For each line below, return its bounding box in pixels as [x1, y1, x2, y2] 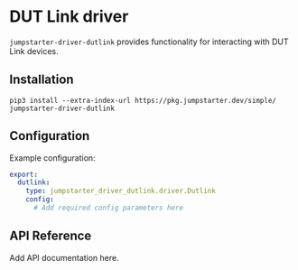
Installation [9, 72, 74, 88]
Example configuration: [9, 152, 97, 163]
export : [9, 170, 39, 179]
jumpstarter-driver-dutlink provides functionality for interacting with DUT [9, 36, 289, 47]
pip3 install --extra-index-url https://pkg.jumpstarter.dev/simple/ [9, 96, 277, 105]
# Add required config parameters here [33, 203, 183, 213]
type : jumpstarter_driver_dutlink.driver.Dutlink [25, 187, 217, 196]
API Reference [9, 228, 92, 244]
